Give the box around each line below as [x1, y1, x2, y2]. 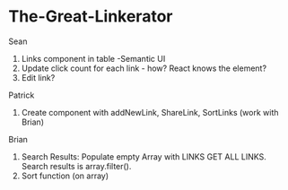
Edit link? [21, 72, 56, 82]
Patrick [8, 90, 35, 100]
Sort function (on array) [21, 170, 109, 181]
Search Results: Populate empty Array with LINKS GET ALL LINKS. [21, 151, 266, 162]
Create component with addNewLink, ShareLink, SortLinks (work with [21, 107, 279, 117]
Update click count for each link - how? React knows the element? [21, 63, 266, 73]
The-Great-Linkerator [8, 6, 173, 27]
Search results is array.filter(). [21, 160, 132, 171]
